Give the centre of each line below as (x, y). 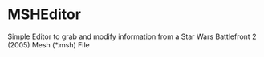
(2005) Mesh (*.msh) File (49, 44)
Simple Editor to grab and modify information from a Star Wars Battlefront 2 (132, 36)
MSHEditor (45, 15)
